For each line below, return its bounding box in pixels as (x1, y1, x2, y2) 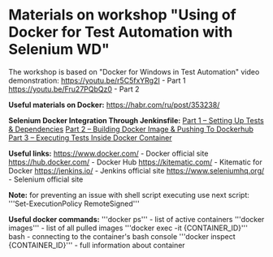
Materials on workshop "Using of (8, 6, 237, 24)
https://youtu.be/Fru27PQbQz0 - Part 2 (8, 84, 140, 94)
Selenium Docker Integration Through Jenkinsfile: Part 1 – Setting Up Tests (8, 115, 264, 125)
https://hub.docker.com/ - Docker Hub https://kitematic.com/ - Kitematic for (8, 156, 262, 167)
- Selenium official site (8, 174, 84, 184)
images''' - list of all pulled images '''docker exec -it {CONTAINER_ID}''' (8, 223, 248, 233)
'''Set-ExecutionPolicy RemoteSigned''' (8, 199, 140, 208)
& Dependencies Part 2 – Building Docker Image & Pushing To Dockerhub (8, 124, 254, 134)
